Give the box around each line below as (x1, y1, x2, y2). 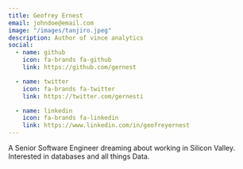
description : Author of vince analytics (8, 33, 145, 42)
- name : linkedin (15, 106, 73, 115)
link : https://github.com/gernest (22, 63, 137, 71)
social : (8, 41, 34, 49)
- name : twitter (15, 77, 69, 86)
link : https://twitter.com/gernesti (22, 92, 145, 100)
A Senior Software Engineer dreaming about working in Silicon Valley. (8, 144, 236, 152)
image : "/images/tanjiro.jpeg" (8, 26, 112, 34)
